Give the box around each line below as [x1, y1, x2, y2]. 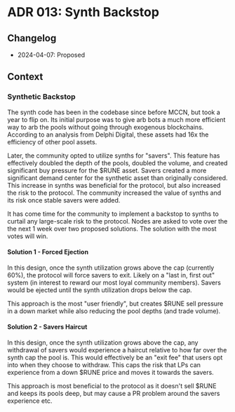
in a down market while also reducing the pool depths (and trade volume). [7, 306, 221, 315]
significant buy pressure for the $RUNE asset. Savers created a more [7, 166, 207, 174]
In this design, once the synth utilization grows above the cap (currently [7, 263, 215, 272]
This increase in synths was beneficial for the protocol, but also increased [7, 181, 221, 189]
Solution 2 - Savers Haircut [7, 323, 88, 331]
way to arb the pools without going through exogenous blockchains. [7, 123, 204, 131]
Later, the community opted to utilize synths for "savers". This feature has [7, 151, 220, 160]
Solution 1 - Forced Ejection [7, 248, 89, 256]
